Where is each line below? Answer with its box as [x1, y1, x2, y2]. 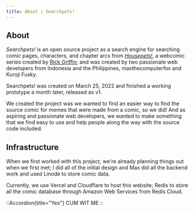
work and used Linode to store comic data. [6, 170, 110, 177]
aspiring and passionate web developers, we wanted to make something [6, 112, 182, 120]
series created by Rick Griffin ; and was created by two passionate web [6, 58, 178, 65]
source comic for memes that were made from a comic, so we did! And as [6, 107, 186, 114]
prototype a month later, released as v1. [6, 89, 102, 96]
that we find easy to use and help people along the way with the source [6, 119, 180, 126]
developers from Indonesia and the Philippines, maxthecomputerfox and [6, 65, 182, 72]
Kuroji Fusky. [6, 71, 37, 78]
